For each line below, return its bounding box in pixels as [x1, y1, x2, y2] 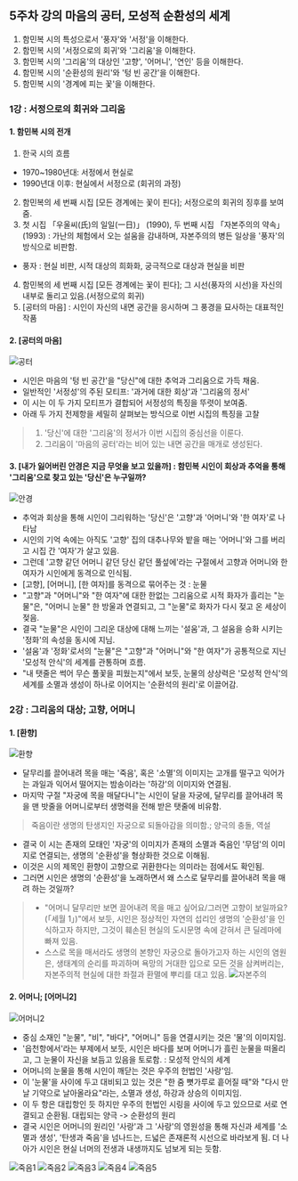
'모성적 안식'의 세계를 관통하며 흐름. [21, 657, 147, 668]
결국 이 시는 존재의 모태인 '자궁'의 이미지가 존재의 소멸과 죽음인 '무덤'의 [21, 839, 270, 850]
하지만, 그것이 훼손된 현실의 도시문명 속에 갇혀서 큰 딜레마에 [75, 924, 282, 935]
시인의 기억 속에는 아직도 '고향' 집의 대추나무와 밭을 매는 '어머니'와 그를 [21, 534, 270, 545]
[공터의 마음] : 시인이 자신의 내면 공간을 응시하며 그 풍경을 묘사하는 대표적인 [21, 301, 285, 312]
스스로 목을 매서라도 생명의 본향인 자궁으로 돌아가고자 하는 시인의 [44, 947, 270, 957]
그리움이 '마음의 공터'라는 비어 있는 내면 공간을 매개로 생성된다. [44, 439, 263, 450]
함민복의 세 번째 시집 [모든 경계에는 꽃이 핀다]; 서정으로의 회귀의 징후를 [21, 197, 269, 208]
